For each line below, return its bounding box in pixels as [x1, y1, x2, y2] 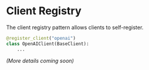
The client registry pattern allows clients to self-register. [6, 24, 144, 31]
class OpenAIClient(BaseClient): [6, 40, 89, 47]
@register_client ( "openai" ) [6, 35, 76, 41]
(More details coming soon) [6, 57, 74, 64]
